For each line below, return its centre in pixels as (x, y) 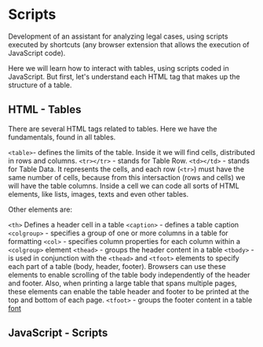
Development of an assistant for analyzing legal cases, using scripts (118, 36)
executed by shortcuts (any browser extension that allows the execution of (129, 44)
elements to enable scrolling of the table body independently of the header (129, 275)
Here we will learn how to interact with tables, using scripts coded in (119, 68)
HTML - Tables (45, 110)
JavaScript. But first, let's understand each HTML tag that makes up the (124, 76)
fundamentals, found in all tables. (62, 137)
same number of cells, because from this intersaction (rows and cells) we (127, 177)
